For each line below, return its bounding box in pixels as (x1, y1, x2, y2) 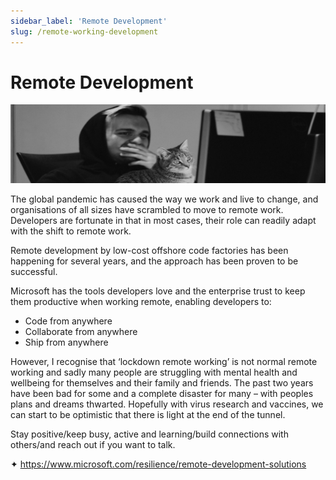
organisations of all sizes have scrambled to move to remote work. (10, 204, 284, 216)
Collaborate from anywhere (24, 326, 138, 338)
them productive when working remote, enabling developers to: (10, 296, 272, 308)
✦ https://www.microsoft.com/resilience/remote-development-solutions (10, 458, 307, 470)
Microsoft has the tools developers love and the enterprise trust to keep (10, 285, 306, 297)
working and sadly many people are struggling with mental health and (10, 366, 298, 379)
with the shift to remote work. (10, 225, 132, 237)
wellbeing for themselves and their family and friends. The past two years (10, 377, 314, 389)
